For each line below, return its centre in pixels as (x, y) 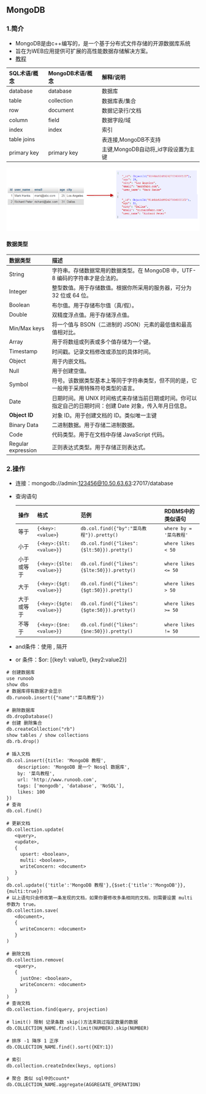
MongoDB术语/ (67, 74)
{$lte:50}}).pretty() (108, 570)
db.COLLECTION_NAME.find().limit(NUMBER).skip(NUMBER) (78, 1028)
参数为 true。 (22, 904)
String (17, 274)
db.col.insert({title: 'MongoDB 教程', (56, 760)
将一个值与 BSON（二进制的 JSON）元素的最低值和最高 (122, 325)
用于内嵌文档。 (71, 361)
